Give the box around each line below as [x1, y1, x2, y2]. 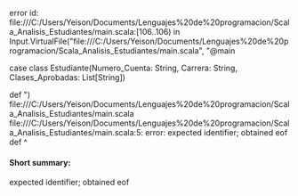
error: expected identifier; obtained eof [145, 127, 288, 137]
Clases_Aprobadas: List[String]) [9, 72, 126, 83]
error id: [9, 8, 39, 18]
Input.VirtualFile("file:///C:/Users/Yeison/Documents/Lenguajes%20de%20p [9, 36, 289, 46]
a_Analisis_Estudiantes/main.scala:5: [9, 127, 144, 137]
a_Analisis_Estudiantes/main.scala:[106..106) [9, 27, 172, 37]
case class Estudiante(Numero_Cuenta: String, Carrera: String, [9, 62, 238, 73]
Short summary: [9, 157, 71, 167]
